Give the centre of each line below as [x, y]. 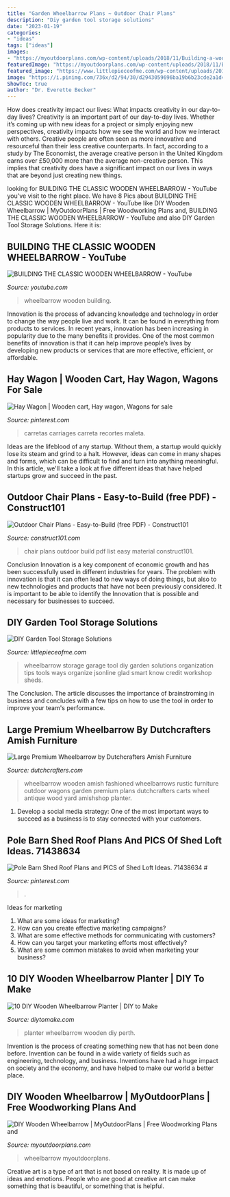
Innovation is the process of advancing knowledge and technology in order [113, 314]
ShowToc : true [27, 84]
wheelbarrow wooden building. [67, 300]
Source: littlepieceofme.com [47, 652]
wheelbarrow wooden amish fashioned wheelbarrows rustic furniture [121, 784]
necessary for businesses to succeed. [61, 601]
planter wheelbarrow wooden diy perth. [79, 1033]
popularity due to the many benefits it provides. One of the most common [111, 335]
